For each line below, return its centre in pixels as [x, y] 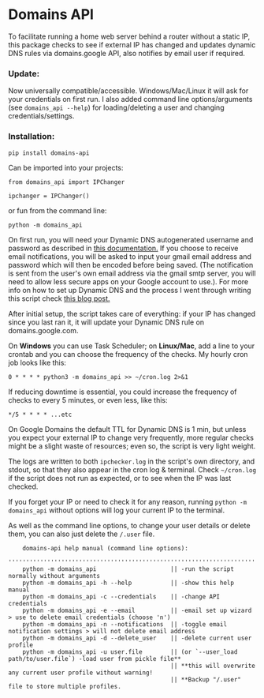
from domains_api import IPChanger [67, 182]
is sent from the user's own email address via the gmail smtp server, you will [132, 273]
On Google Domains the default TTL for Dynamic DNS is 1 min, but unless [127, 429]
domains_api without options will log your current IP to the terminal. [117, 510]
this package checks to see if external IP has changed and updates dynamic [132, 44]
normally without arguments [54, 576]
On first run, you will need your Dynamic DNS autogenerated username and [131, 239]
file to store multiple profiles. [65, 686]
